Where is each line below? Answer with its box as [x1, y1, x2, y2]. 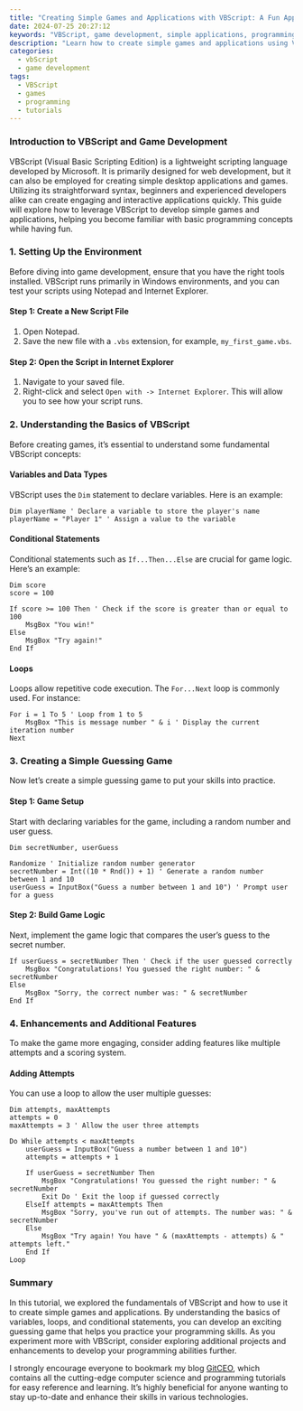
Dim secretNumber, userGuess [9, 843, 119, 852]
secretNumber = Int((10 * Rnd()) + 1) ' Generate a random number [9, 866, 264, 876]
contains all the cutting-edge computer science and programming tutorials [9, 1372, 287, 1383]
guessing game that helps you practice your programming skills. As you [9, 1325, 276, 1337]
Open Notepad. [22, 326, 80, 337]
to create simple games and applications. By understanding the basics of [9, 1306, 280, 1317]
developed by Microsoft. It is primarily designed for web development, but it [9, 165, 291, 176]
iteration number [9, 726, 75, 735]
